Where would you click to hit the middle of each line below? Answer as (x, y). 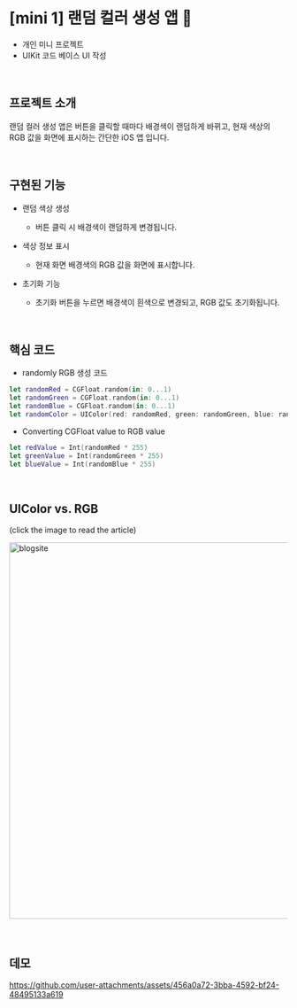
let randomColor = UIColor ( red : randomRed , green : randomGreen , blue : (142, 415)
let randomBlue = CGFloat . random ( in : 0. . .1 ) (92, 407)
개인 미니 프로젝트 (53, 44)
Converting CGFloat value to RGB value (93, 431)
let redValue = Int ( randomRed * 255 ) (79, 447)
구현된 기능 (38, 186)
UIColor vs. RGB (54, 509)
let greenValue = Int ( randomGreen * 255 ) (87, 456)
